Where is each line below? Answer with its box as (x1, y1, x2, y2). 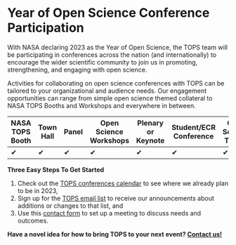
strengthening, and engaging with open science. (7, 65, 147, 74)
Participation (7, 20, 84, 36)
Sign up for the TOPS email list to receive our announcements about (17, 194, 214, 202)
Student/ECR (171, 122, 216, 132)
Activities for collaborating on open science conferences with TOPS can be (7, 79, 225, 87)
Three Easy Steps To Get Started (7, 165, 105, 173)
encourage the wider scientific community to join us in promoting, (7, 58, 198, 66)
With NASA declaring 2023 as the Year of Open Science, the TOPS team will (7, 43, 228, 51)
